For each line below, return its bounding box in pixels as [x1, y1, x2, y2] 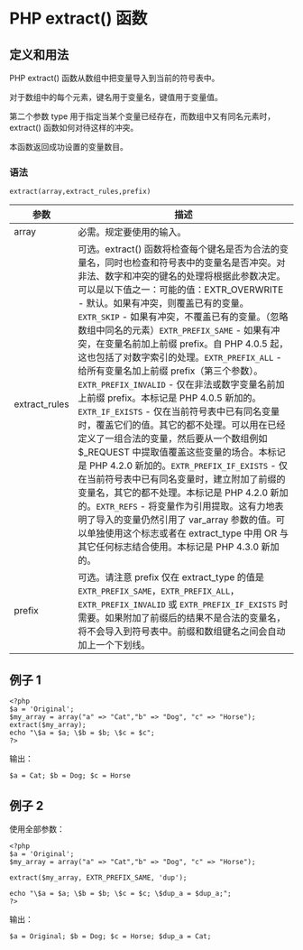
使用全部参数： [9, 823, 65, 835]
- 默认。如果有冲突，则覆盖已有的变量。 [78, 297, 250, 309]
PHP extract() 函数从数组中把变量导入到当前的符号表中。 [9, 73, 220, 83]
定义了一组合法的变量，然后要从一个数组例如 [78, 432, 268, 445]
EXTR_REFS [96, 502, 138, 512]
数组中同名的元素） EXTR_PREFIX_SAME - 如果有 [78, 324, 271, 337]
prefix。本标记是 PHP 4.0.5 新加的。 [106, 392, 262, 404]
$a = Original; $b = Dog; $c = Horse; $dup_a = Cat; [9, 931, 212, 941]
